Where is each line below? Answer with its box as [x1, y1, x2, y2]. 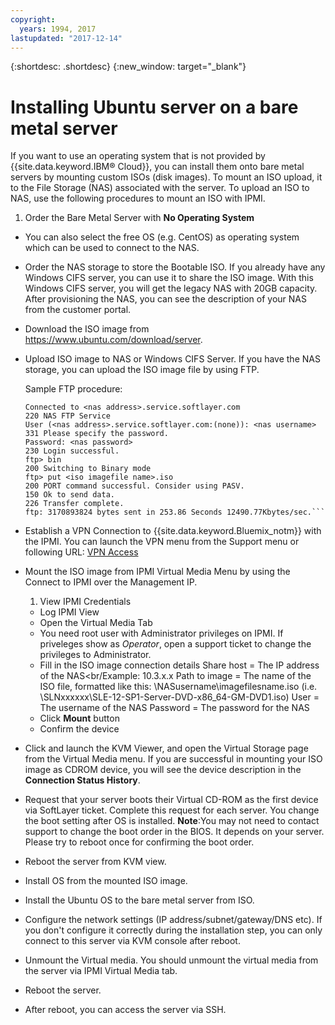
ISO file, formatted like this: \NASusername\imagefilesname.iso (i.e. [39, 681, 318, 693]
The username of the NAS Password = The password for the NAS [39, 702, 310, 714]
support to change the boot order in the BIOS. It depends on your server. [24, 826, 325, 838]
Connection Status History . [24, 774, 141, 786]
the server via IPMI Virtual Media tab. [24, 965, 178, 977]
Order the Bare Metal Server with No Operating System [24, 212, 255, 224]
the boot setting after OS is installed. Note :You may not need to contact [24, 815, 320, 827]
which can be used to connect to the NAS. [24, 242, 200, 254]
